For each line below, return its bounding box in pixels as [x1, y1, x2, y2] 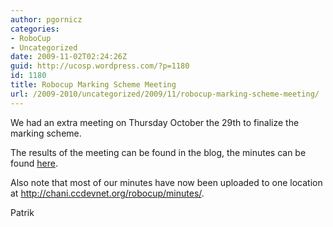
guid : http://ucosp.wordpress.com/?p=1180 [10, 61, 190, 71]
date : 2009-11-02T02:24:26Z [10, 52, 128, 62]
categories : [10, 24, 60, 34]
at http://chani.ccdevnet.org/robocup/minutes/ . [10, 187, 205, 199]
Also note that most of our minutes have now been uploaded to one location [10, 176, 323, 188]
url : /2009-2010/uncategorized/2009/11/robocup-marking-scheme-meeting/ [10, 89, 320, 99]
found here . [10, 157, 58, 169]
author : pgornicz [10, 14, 83, 25]
